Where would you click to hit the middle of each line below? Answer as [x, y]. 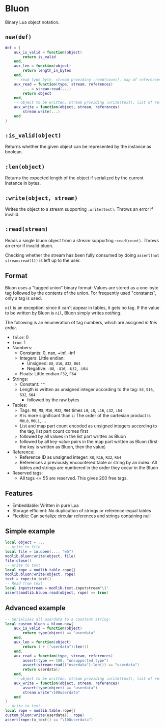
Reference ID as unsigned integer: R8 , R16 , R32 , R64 [70, 457]
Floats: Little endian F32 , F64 [48, 373]
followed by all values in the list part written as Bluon [73, 436]
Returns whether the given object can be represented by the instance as [78, 147]
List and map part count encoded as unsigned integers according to [88, 426]
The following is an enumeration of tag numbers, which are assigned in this [81, 322]
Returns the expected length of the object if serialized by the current [74, 178]
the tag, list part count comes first [54, 431]
